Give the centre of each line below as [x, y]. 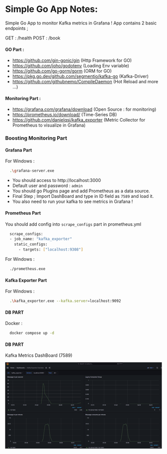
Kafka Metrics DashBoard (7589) [39, 355]
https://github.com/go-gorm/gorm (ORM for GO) [62, 71]
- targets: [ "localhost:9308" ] [51, 250]
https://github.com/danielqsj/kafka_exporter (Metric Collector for [79, 120]
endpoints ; [17, 28]
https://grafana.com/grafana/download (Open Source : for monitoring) [84, 109]
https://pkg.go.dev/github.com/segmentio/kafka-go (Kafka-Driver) [81, 76]
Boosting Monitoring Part [36, 138]
